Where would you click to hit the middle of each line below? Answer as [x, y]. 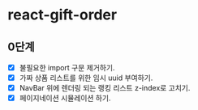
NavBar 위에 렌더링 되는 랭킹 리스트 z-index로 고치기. [105, 88]
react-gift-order [62, 15]
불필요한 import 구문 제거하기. [67, 68]
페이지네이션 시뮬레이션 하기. [65, 98]
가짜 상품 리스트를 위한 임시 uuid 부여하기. [86, 78]
